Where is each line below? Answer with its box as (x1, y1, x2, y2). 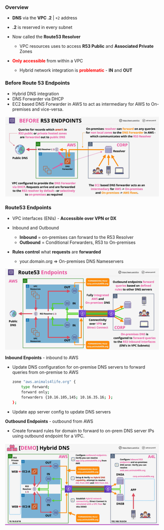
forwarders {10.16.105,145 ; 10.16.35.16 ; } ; (21, 394, 113, 400)
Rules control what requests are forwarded (12, 249, 101, 255)
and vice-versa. (32, 106, 63, 112)
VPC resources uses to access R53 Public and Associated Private (19, 43, 154, 49)
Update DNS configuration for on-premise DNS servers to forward (12, 364, 145, 370)
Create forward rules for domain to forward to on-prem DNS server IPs (12, 428, 155, 433)
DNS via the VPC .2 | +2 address (12, 15, 78, 21)
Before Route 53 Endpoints (5, 79, 70, 86)
